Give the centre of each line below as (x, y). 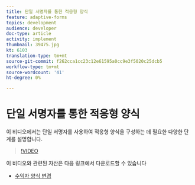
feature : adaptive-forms (37, 17)
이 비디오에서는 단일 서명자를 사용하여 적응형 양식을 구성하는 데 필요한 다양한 (95, 132)
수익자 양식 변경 (33, 176)
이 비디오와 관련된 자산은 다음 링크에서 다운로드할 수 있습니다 (76, 163)
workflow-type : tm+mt (33, 67)
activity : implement (32, 39)
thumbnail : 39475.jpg (33, 45)
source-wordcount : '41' (35, 72)
